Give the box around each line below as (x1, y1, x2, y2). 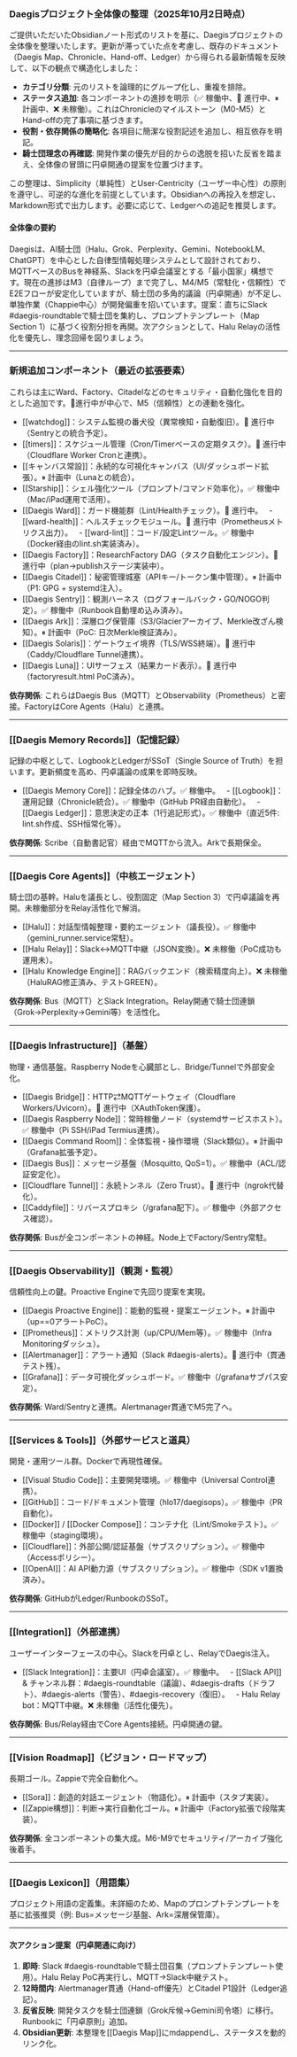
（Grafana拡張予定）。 (21, 1146, 103, 1157)
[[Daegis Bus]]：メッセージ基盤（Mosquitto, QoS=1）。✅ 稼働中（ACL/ (21, 1158, 278, 1168)
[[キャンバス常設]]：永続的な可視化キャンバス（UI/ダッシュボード (21, 461, 262, 471)
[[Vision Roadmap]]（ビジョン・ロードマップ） (9, 1751, 212, 1764)
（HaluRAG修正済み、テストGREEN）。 (21, 977, 163, 988)
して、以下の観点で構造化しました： (9, 63, 141, 74)
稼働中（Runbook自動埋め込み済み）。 (49, 604, 188, 615)
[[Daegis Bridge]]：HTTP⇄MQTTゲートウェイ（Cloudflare (21, 1091, 236, 1102)
